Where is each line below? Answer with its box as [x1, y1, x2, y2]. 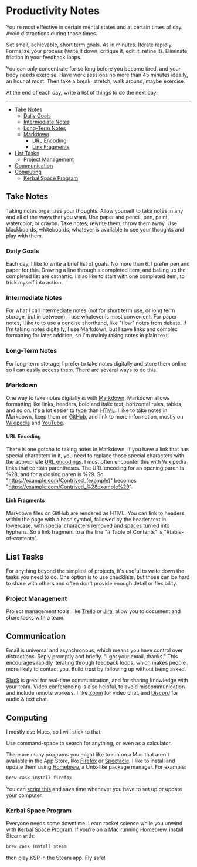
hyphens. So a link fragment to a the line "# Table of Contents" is [6, 528, 163, 535]
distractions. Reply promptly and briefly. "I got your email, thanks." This [6, 653, 178, 660]
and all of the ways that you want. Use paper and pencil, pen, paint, [6, 213, 169, 220]
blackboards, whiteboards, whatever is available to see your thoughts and [6, 226, 185, 233]
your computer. [6, 792, 43, 799]
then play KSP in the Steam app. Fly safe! [6, 854, 106, 862]
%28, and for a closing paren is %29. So [6, 471, 104, 478]
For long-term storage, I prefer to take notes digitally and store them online [6, 360, 186, 367]
